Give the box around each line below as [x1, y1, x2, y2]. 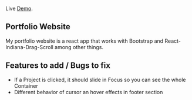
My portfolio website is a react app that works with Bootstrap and [5, 37, 164, 44]
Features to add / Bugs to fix [5, 61, 111, 71]
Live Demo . [5, 5, 33, 12]
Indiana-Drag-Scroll [5, 43, 53, 50]
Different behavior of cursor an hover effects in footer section [14, 88, 163, 95]
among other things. [54, 43, 104, 50]
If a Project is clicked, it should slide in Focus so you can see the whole [14, 76, 186, 83]
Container [14, 82, 39, 89]
